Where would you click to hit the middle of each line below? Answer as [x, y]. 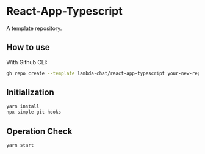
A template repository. [34, 28]
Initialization [31, 93]
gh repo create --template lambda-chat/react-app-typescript [86, 73]
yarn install [23, 106]
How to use [28, 47]
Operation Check [39, 131]
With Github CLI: [27, 62]
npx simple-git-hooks [34, 112]
